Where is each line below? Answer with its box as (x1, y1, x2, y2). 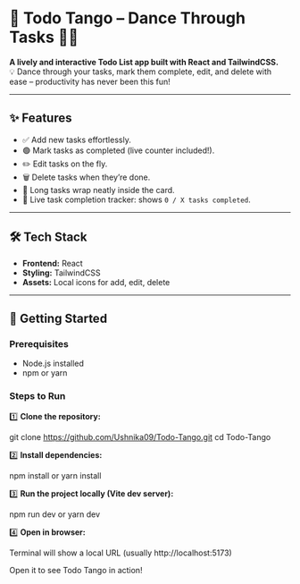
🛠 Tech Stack (9, 230, 87, 245)
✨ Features (9, 111, 72, 126)
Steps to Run (9, 390, 66, 402)
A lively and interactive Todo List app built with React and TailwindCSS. (9, 56, 279, 67)
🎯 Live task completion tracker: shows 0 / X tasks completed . (21, 194, 252, 205)
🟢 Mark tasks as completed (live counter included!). (21, 145, 215, 156)
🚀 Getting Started (9, 310, 108, 326)
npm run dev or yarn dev (9, 509, 101, 520)
